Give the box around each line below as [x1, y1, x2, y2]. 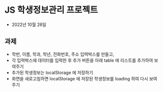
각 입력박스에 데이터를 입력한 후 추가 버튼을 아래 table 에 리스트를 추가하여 [11, 57, 153, 63]
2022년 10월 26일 [11, 22, 47, 27]
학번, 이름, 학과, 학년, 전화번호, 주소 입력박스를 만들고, [11, 51, 114, 57]
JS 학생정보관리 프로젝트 [4, 4, 98, 16]
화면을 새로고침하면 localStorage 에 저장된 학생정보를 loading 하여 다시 [11, 75, 148, 81]
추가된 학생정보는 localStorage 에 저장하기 [11, 69, 93, 75]
